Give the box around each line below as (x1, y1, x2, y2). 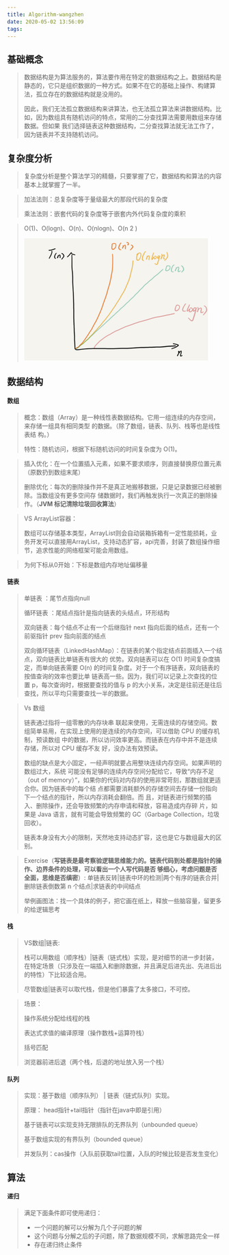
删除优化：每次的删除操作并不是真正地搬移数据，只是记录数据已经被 (23, 482, 216, 490)
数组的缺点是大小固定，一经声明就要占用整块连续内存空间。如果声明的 (23, 758, 222, 767)
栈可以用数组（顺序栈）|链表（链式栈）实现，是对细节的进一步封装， (23, 953, 218, 961)
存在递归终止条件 (33, 1240, 83, 1248)
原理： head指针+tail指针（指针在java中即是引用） (23, 1106, 166, 1114)
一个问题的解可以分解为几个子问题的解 (33, 1223, 142, 1231)
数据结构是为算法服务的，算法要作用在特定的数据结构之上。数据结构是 (23, 73, 222, 82)
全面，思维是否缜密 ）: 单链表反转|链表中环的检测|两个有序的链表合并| (23, 873, 219, 881)
